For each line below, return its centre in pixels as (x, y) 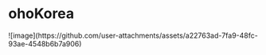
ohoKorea (41, 14)
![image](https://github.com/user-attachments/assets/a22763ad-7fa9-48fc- (133, 35)
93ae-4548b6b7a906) (45, 43)
